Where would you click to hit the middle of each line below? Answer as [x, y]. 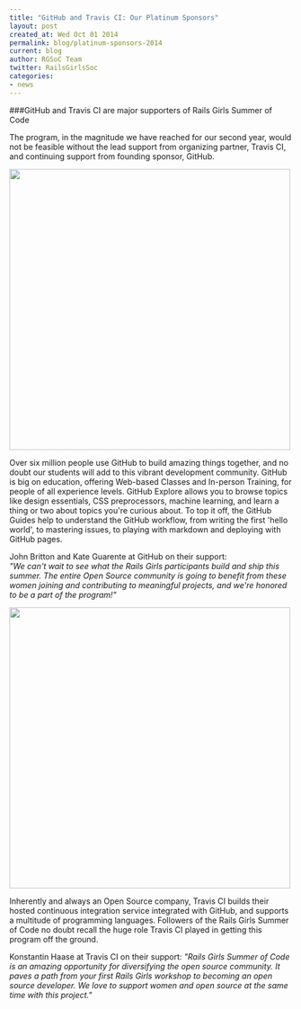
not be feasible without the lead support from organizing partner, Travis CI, [148, 147]
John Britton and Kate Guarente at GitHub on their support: [118, 556]
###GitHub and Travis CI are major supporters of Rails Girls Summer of [141, 110]
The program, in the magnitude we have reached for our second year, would [150, 137]
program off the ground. [54, 939]
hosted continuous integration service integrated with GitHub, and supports [149, 910]
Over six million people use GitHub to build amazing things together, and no [149, 462]
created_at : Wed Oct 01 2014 [64, 34]
